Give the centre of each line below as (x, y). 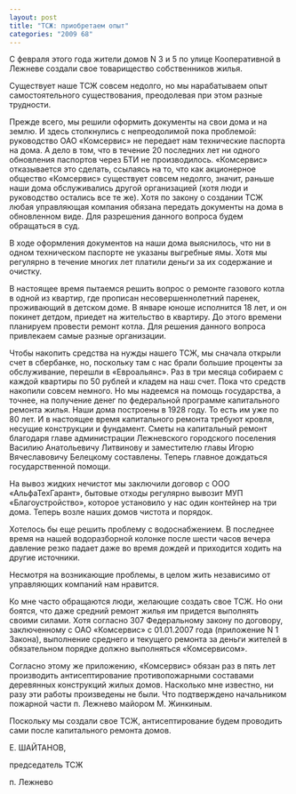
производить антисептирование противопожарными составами (132, 676)
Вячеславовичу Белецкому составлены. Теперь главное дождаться (139, 457)
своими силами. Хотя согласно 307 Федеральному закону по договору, (146, 621)
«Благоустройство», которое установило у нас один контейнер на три (143, 502)
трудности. (30, 105)
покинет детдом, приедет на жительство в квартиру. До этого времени (146, 317)
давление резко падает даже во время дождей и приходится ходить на (146, 549)
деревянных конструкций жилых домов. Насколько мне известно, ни (141, 685)
